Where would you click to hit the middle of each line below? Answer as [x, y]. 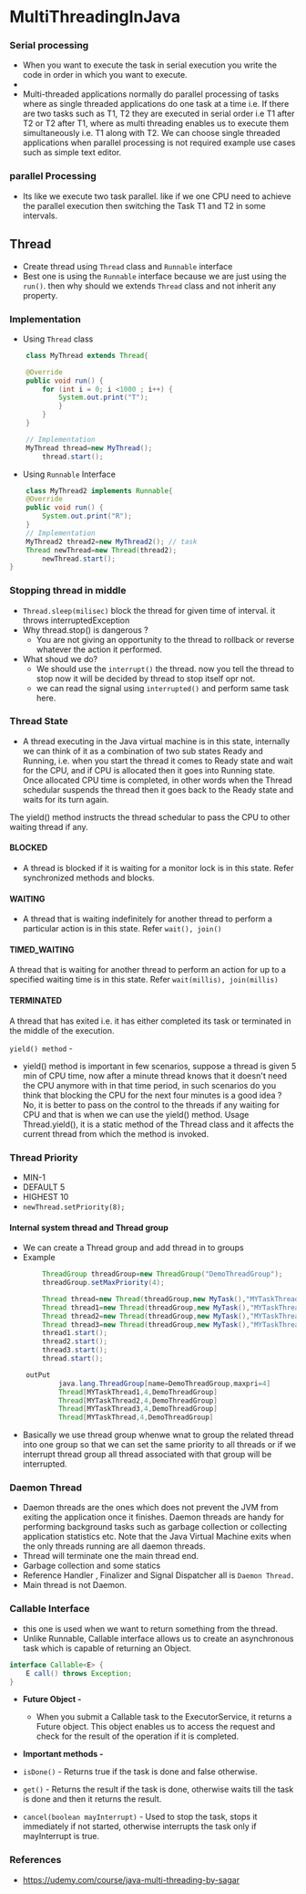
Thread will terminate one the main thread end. [110, 1556]
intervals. [40, 216]
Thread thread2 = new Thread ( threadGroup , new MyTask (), [146, 1316]
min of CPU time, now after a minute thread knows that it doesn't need [155, 1076]
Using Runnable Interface [69, 474]
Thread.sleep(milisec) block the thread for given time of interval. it [149, 610]
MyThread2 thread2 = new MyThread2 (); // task [112, 542]
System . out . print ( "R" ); [87, 516]
